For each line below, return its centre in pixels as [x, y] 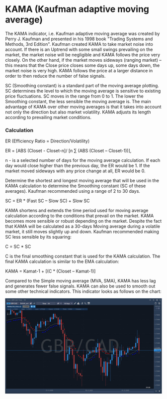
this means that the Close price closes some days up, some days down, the [83, 65]
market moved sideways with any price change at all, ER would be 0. [75, 171]
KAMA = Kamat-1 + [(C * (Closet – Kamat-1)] [50, 271]
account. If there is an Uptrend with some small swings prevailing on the [79, 49]
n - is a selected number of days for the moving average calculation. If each [83, 160]
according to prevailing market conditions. [48, 117]
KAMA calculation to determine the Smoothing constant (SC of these [76, 186]
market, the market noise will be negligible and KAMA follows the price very [83, 55]
